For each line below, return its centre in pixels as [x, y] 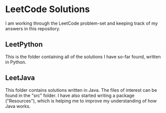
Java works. [18, 106]
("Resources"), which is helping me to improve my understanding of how [81, 101]
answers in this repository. [33, 28]
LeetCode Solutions [48, 9]
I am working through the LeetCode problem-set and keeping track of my [81, 23]
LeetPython [24, 45]
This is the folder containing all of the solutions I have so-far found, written [83, 56]
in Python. [16, 62]
